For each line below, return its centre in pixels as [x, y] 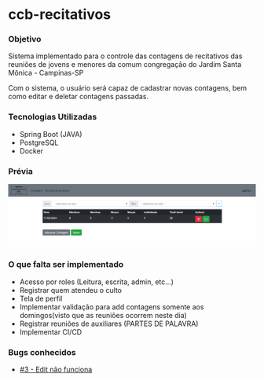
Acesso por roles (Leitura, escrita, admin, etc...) [97, 282]
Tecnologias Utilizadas [53, 117]
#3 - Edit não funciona [56, 370]
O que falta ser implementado [66, 264]
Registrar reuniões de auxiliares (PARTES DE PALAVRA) [109, 324]
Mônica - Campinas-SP [46, 73]
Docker [31, 150]
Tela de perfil [41, 298]
